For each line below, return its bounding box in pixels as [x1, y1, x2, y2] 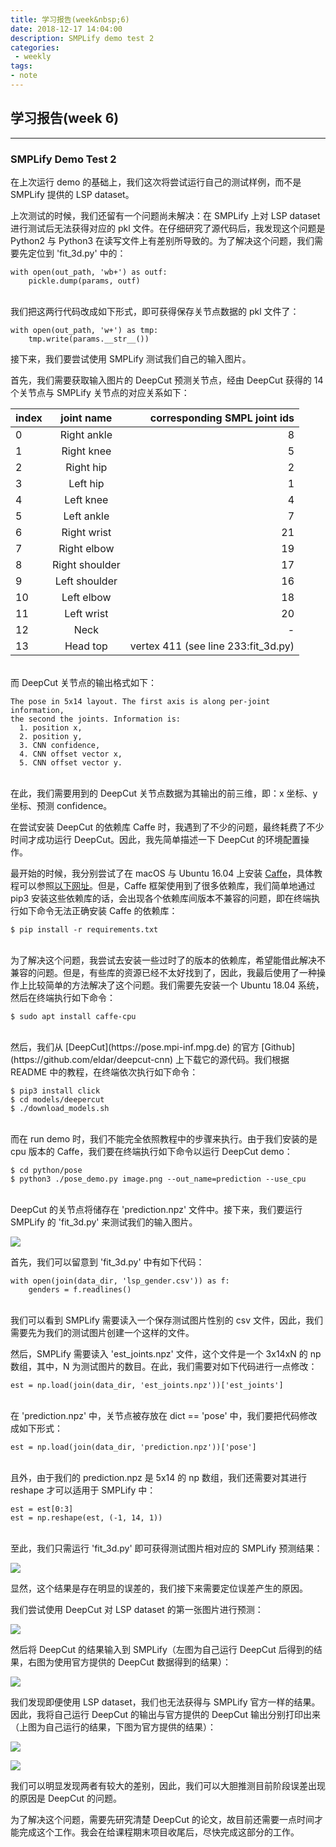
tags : [10, 61, 33, 71]
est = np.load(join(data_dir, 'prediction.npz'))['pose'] [10, 1442, 257, 1452]
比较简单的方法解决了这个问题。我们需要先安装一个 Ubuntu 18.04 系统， [27, 979, 325, 991]
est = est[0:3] [10, 1504, 74, 1514]
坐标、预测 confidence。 [10, 799, 113, 811]
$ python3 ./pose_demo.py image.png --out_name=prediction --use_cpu [10, 1174, 307, 1184]
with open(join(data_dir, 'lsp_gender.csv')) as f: [10, 1276, 230, 1286]
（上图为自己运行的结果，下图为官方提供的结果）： [10, 1721, 217, 1733]
